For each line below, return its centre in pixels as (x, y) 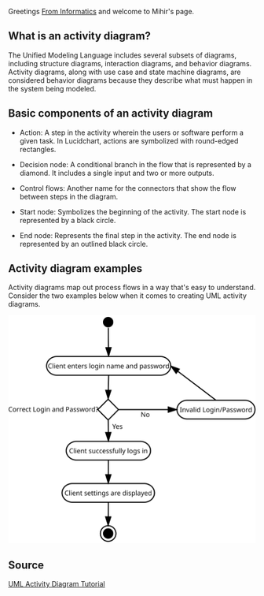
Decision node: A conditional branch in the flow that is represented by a (135, 164)
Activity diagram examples (75, 268)
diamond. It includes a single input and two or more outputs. (117, 173)
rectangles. (38, 149)
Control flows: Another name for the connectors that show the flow (128, 188)
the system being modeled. (52, 88)
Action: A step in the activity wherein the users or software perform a (131, 132)
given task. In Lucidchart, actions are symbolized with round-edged (129, 140)
